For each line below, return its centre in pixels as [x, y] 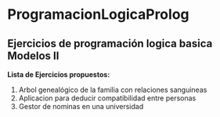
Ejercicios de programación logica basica [110, 44]
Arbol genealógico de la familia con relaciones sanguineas [113, 90]
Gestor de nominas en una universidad [81, 106]
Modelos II [33, 55]
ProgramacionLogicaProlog [98, 15]
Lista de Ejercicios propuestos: [59, 75]
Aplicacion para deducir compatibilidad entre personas [107, 98]
